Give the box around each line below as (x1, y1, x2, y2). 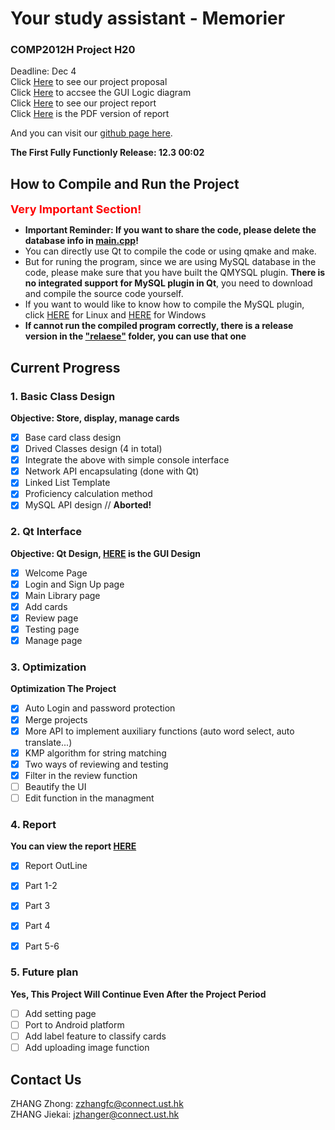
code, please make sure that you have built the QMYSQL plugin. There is (24, 267, 326, 279)
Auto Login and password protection (24, 702, 176, 714)
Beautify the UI (24, 780, 87, 792)
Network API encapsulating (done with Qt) (24, 465, 200, 477)
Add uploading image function (24, 1042, 150, 1054)
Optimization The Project (10, 683, 117, 695)
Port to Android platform (24, 1018, 125, 1031)
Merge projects (24, 713, 88, 726)
